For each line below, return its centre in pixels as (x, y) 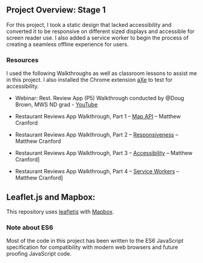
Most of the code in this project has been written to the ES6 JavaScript (95, 241)
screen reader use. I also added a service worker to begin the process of (98, 38)
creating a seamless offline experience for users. (67, 44)
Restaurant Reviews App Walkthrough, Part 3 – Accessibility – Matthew (104, 153)
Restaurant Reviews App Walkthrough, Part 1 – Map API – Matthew (98, 117)
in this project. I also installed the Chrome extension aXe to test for (90, 80)
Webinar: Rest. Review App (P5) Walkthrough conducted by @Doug (99, 98)
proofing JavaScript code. (39, 254)
